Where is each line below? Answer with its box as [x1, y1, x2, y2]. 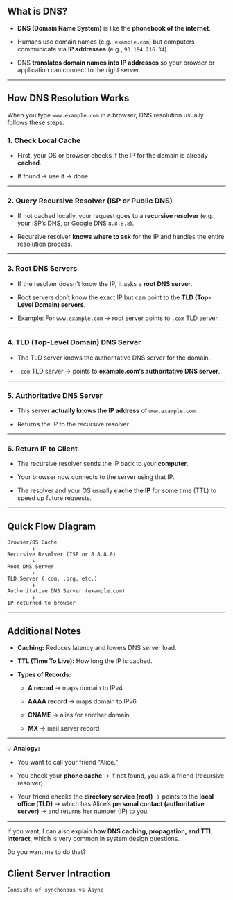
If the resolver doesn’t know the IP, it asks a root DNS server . [17, 279, 193, 287]
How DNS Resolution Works [7, 92, 130, 104]
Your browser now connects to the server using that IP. [17, 473, 175, 481]
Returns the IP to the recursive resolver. [17, 420, 130, 428]
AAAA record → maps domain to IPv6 [27, 697, 137, 706]
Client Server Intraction [7, 868, 111, 880]
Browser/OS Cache [7, 539, 58, 546]
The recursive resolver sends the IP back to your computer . [17, 460, 189, 468]
